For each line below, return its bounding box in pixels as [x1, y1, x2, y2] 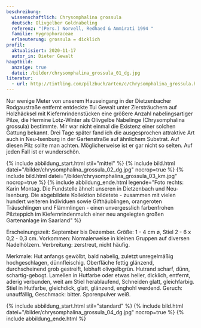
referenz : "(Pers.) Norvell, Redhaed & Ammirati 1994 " [11, 25, 154, 32]
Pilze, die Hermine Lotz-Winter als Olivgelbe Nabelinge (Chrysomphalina [6, 117, 185, 123]
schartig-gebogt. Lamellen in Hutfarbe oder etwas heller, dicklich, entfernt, [6, 272, 191, 278]
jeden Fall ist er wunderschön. [6, 148, 81, 155]
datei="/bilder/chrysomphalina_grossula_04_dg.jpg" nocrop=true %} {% [6, 309, 184, 315]
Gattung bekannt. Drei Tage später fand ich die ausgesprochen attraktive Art [6, 129, 195, 136]
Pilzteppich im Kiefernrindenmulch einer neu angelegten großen [6, 210, 165, 217]
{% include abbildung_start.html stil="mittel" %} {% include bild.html [6, 160, 175, 167]
